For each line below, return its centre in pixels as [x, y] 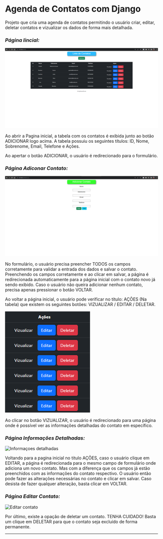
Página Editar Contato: [33, 496]
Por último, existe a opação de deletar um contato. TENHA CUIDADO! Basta [81, 516]
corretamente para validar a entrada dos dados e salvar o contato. [71, 269]
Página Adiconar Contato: [37, 168]
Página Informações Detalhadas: [45, 438]
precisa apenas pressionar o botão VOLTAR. [49, 290]
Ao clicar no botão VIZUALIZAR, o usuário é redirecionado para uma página [81, 421]
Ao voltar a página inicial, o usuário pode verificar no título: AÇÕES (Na [76, 299]
